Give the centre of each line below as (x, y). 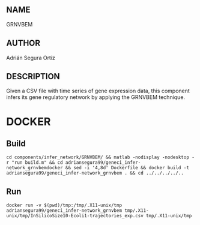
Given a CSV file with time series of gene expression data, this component (98, 91)
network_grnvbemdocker (35, 168)
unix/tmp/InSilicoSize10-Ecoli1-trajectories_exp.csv (75, 216)
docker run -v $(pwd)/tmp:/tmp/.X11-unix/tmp (64, 205)
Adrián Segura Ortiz (31, 58)
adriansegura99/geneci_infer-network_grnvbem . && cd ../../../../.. (95, 173)
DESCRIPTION (33, 76)
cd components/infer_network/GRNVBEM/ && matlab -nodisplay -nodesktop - (101, 157)
